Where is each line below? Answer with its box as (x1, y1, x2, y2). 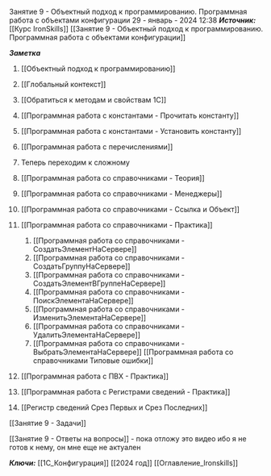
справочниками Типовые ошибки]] (32, 356, 154, 365)
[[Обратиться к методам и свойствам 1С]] (20, 95, 167, 104)
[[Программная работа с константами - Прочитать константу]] (20, 111, 240, 120)
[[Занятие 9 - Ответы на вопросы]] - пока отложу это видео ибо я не (9, 434, 247, 443)
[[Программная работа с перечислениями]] (20, 142, 173, 152)
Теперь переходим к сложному (20, 157, 130, 167)
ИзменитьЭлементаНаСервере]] (32, 313, 147, 322)
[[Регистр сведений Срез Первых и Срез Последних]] (20, 403, 208, 412)
